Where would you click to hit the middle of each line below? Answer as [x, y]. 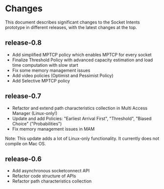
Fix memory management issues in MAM [53, 129]
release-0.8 [23, 43]
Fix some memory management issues [51, 70]
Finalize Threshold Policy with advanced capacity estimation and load [82, 60]
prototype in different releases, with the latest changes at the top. [71, 27]
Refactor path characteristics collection [52, 181]
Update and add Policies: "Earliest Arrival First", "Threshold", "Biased [82, 118]
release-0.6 [23, 159]
